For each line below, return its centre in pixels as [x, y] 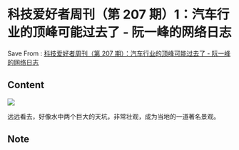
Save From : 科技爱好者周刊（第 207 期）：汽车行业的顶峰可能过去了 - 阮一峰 [119, 53]
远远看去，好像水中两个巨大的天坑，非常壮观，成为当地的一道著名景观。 [113, 116]
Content [26, 85]
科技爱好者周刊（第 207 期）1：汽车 [112, 15]
